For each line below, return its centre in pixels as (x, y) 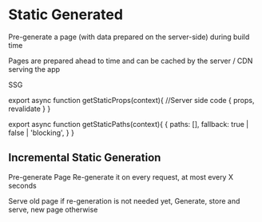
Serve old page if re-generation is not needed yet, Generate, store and (124, 200)
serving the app (34, 69)
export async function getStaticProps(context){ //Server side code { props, (131, 100)
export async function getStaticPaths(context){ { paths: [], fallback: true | (129, 124)
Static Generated (66, 15)
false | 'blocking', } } (41, 133)
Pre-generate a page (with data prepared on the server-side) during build (129, 37)
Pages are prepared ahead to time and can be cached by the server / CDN (131, 61)
